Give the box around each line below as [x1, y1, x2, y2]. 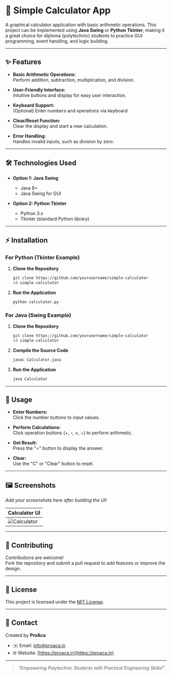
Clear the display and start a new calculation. [12, 123, 109, 129]
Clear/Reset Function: [12, 118, 60, 124]
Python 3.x [20, 210, 44, 216]
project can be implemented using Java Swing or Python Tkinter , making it [5, 27, 165, 33]
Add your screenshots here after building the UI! [5, 497, 107, 504]
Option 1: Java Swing [12, 175, 59, 181]
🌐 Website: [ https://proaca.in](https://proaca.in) [12, 649, 114, 656]
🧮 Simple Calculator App [5, 5, 111, 16]
